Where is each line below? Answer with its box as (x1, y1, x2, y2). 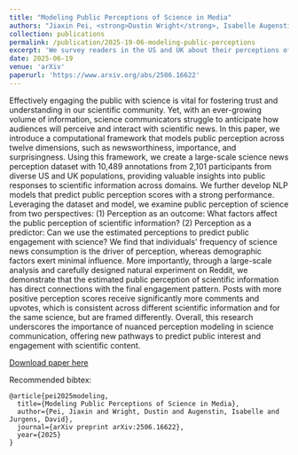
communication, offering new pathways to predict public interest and (9, 330, 262, 341)
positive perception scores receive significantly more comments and (9, 293, 260, 303)
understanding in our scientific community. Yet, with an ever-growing (9, 104, 262, 115)
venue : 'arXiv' (9, 63, 66, 72)
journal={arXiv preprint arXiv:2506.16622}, (17, 422, 184, 431)
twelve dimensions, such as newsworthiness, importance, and (9, 142, 237, 153)
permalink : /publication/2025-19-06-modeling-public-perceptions (9, 37, 255, 47)
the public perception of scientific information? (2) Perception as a (9, 217, 252, 228)
